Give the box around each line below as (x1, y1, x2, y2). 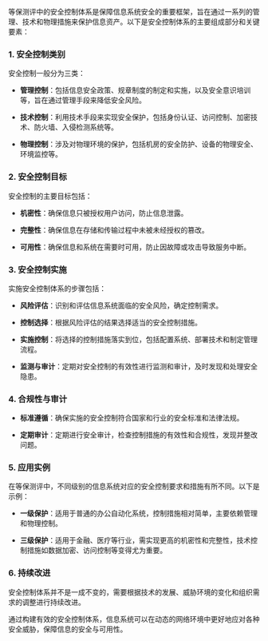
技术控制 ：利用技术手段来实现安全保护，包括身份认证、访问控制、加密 (19, 113, 251, 122)
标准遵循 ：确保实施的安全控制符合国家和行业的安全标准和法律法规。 (19, 413, 244, 423)
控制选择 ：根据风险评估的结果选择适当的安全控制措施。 (19, 317, 202, 327)
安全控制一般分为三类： (8, 69, 85, 78)
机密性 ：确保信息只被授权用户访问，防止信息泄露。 (19, 208, 188, 217)
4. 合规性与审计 (8, 393, 68, 404)
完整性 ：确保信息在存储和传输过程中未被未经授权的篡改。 (19, 225, 209, 234)
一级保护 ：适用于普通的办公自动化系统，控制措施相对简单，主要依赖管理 (19, 508, 258, 518)
